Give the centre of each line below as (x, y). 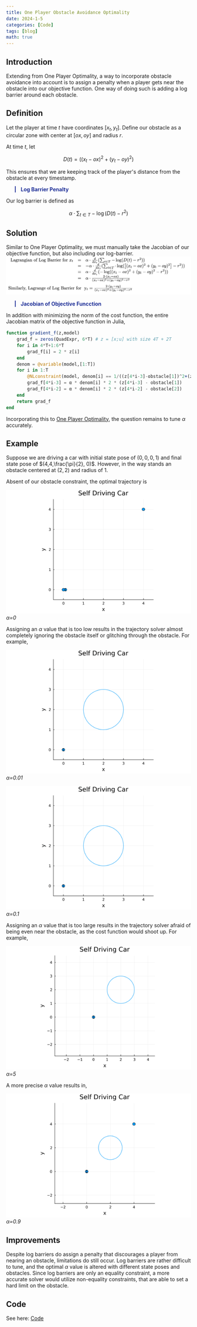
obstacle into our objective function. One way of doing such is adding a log (97, 88)
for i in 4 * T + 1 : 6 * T (40, 345)
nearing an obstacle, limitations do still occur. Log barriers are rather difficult (98, 1260)
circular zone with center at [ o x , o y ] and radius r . (64, 135)
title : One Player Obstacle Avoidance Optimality (68, 12)
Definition (24, 113)
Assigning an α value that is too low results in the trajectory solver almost (94, 629)
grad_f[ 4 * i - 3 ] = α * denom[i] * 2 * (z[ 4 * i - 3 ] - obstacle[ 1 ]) (105, 383)
